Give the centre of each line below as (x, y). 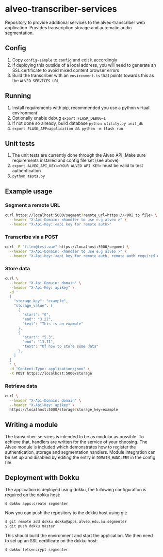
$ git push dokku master (30, 526)
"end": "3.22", (38, 319)
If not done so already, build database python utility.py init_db (78, 123)
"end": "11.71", (39, 342)
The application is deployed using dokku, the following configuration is (76, 489)
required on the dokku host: (33, 495)
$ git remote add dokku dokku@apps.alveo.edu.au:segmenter (66, 522)
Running (18, 96)
